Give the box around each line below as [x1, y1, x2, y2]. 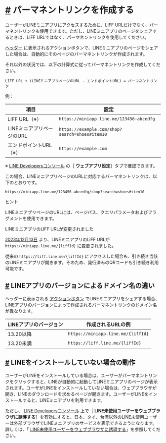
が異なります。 [5, 308, 36, 314]
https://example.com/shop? [58, 126, 123, 132]
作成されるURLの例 [86, 321, 131, 328]
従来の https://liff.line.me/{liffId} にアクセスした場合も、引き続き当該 [5, 253, 158, 259]
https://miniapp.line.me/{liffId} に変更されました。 [5, 242, 117, 248]
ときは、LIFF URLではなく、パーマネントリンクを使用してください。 [9, 34, 149, 40]
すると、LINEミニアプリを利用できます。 [22, 397, 105, 403]
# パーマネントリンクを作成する [5, 4, 134, 16]
